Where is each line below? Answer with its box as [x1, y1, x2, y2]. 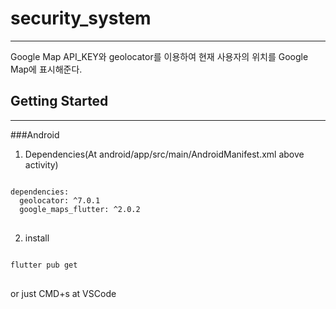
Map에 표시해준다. [10, 63, 83, 75]
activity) [24, 158, 59, 171]
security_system [10, 7, 152, 30]
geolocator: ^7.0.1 [19, 195, 101, 206]
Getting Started [10, 93, 109, 110]
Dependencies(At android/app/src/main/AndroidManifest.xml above [24, 148, 305, 160]
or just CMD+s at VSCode [10, 287, 117, 299]
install [24, 232, 50, 244]
